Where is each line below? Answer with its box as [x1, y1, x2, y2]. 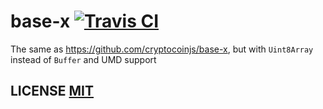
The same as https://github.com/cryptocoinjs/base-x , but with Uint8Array [10, 43, 314, 55]
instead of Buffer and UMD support [10, 53, 157, 65]
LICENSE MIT [10, 83, 95, 100]
